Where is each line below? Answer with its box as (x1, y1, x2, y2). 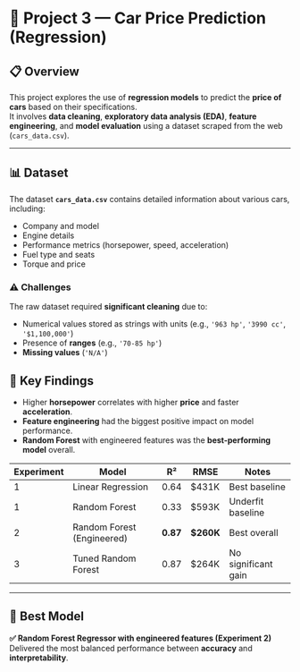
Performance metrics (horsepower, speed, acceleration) (21, 239, 229, 250)
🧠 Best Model (9, 608, 85, 625)
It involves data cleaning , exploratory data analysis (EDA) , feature (9, 111, 257, 122)
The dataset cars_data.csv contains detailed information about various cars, (9, 193, 290, 204)
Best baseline (229, 481, 286, 493)
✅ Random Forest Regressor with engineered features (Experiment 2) (9, 633, 272, 643)
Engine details (21, 230, 75, 241)
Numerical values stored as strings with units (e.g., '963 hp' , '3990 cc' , (21, 319, 286, 329)
